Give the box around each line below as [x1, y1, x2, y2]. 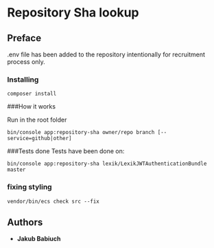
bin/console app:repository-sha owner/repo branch [7, 129, 155, 136]
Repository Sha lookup [7, 5, 139, 21]
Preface [7, 32, 42, 44]
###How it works [7, 102, 56, 111]
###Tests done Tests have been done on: [7, 147, 125, 155]
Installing [7, 74, 39, 84]
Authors [7, 216, 43, 228]
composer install [7, 91, 57, 98]
